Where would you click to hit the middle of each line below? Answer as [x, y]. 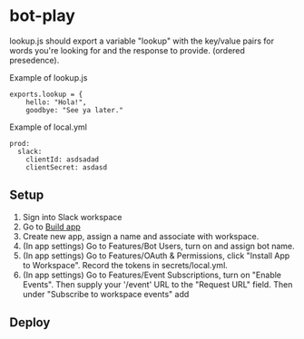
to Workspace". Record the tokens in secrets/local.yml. [125, 265]
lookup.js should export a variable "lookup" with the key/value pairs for [142, 41]
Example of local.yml [49, 127]
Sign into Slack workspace [72, 217]
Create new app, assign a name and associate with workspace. [141, 236]
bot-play [42, 16]
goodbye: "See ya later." [75, 110]
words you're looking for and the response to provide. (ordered [127, 50]
